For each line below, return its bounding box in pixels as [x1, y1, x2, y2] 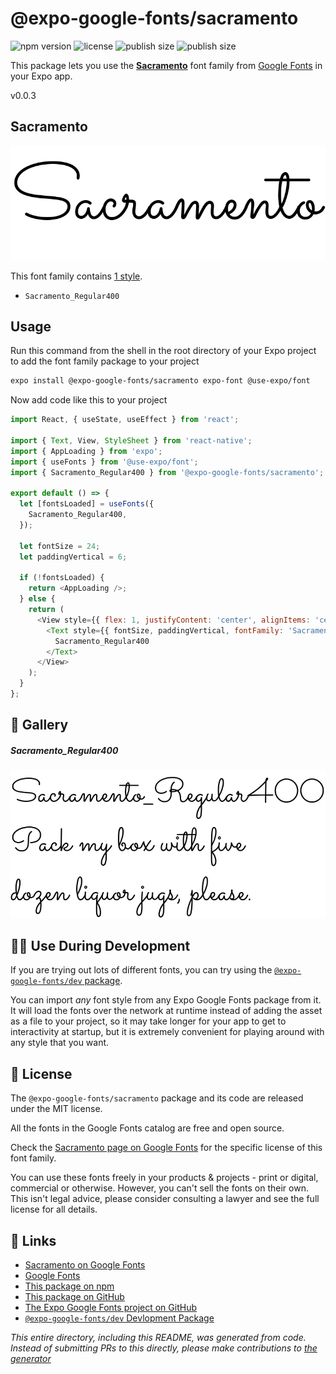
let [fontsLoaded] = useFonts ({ [19, 499, 155, 509]
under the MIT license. [10, 1103, 103, 1115]
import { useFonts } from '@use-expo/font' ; [10, 457, 199, 467]
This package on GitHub [24, 1291, 125, 1303]
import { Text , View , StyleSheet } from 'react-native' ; [10, 436, 253, 446]
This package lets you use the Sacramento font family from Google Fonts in [10, 59, 323, 71]
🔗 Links [10, 1232, 57, 1249]
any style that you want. [10, 1037, 110, 1049]
